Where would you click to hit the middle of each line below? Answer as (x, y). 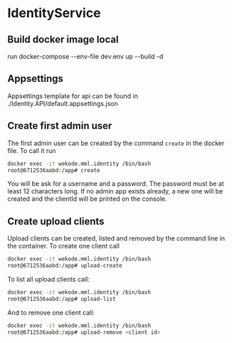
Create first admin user (60, 126)
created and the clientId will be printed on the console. (87, 199)
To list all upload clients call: (49, 279)
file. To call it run (32, 150)
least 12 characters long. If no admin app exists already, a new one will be (115, 191)
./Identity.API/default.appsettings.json (63, 103)
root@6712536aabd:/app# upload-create (65, 266)
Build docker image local (63, 39)
